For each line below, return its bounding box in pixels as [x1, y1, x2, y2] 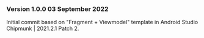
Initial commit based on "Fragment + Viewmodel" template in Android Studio [6, 19, 199, 26]
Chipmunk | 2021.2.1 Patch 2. [6, 25, 79, 32]
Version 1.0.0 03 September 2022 [6, 5, 109, 13]
